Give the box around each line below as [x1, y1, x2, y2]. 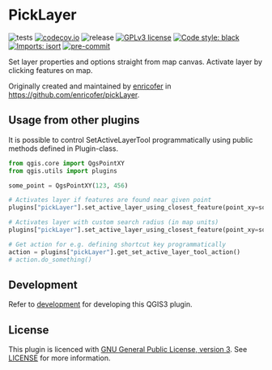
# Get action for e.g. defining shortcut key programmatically [8, 240, 227, 248]
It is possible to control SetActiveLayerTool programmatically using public [8, 135, 253, 144]
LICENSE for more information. [8, 353, 111, 363]
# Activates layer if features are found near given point [8, 196, 212, 204]
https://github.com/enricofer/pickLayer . [8, 89, 140, 99]
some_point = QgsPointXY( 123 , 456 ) [8, 181, 129, 190]
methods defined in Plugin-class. [8, 144, 119, 153]
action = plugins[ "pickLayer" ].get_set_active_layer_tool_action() [8, 247, 241, 256]
